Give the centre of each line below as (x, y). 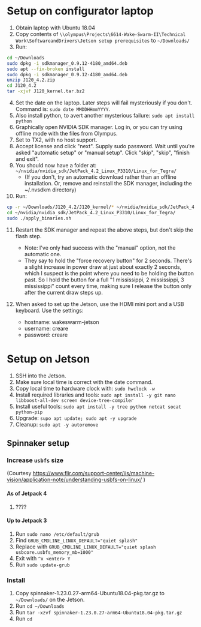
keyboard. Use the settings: (49, 310)
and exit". (27, 159)
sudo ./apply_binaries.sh (39, 218)
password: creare (46, 335)
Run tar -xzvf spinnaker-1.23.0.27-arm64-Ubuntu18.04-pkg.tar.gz (99, 613)
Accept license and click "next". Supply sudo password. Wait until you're (105, 146)
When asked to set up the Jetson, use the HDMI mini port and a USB (100, 304)
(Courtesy (19, 473)
